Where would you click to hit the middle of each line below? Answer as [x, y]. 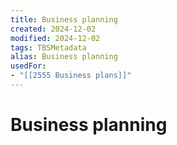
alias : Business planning [64, 57]
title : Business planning [64, 19]
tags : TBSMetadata [48, 47]
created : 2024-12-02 [53, 29]
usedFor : [28, 66]
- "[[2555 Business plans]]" [71, 76]
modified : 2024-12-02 [55, 38]
